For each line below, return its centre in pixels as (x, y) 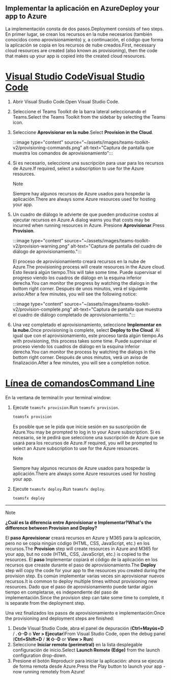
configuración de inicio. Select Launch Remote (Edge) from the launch (86, 650)
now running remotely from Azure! (49, 672)
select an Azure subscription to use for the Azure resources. (76, 448)
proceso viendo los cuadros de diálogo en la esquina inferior (76, 346)
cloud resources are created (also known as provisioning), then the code (81, 50)
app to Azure (26, 17)
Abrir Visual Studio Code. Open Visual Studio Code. (66, 101)
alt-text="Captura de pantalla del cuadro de (116, 246)
